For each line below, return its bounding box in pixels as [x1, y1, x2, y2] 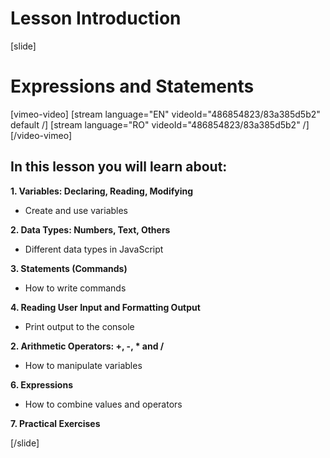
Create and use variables [24, 204, 129, 216]
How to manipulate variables [24, 359, 143, 371]
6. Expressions [10, 378, 74, 391]
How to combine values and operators [24, 398, 183, 410]
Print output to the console [24, 320, 135, 332]
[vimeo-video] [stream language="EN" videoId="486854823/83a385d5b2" [10, 108, 321, 120]
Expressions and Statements [10, 75, 255, 98]
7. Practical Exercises [10, 417, 101, 429]
